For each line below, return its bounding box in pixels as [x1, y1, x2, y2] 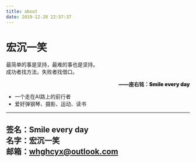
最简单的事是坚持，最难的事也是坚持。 [6, 61, 98, 68]
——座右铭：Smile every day [118, 81, 190, 88]
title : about [6, 8, 38, 15]
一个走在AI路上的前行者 [14, 93, 71, 100]
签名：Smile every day [6, 125, 89, 135]
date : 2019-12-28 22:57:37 [6, 14, 72, 20]
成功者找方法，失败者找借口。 [6, 68, 78, 76]
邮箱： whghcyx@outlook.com [6, 146, 118, 156]
